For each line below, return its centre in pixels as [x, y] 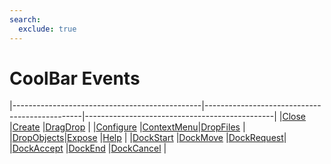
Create [26, 127]
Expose [82, 138]
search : [25, 19]
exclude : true [47, 29]
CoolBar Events [75, 78]
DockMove [201, 138]
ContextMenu [170, 127]
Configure [116, 127]
